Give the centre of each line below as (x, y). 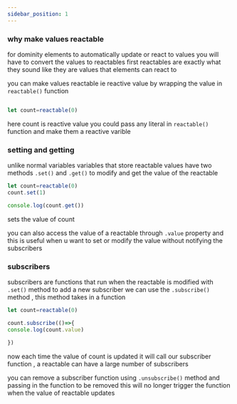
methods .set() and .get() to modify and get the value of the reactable (113, 173)
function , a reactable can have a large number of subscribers (98, 363)
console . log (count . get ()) (46, 205)
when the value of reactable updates (61, 393)
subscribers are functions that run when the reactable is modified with (110, 282)
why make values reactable (56, 38)
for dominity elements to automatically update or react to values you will (113, 54)
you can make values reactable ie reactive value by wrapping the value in (115, 83)
